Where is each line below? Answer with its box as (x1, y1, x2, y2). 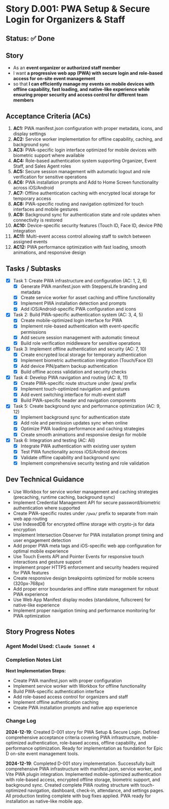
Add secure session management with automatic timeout (20, 334, 140, 340)
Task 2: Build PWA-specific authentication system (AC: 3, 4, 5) (13, 312, 143, 318)
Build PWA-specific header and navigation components (20, 397, 136, 404)
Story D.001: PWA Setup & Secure (6, 3, 150, 15)
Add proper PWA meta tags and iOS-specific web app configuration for (13, 542, 162, 548)
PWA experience (13, 591, 48, 597)
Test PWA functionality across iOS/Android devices (20, 448, 128, 455)
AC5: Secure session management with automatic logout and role (13, 169, 151, 175)
